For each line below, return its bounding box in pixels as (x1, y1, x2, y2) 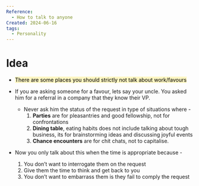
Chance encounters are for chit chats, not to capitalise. (32, 138, 169, 145)
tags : (6, 25, 20, 32)
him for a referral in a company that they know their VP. (14, 94, 150, 101)
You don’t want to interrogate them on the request (23, 160, 146, 168)
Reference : (6, 8, 33, 15)
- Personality (11, 31, 46, 37)
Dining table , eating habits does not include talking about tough (32, 125, 189, 132)
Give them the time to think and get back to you (23, 167, 140, 174)
